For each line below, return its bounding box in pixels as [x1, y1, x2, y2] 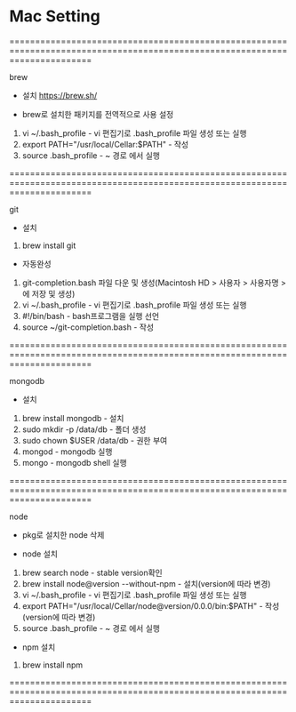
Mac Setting [9, 6, 100, 27]
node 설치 [21, 548, 58, 559]
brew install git [21, 240, 76, 251]
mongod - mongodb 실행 [21, 446, 113, 457]
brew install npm [21, 660, 84, 670]
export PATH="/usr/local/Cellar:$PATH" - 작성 [21, 139, 189, 149]
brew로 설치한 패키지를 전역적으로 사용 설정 [21, 108, 174, 119]
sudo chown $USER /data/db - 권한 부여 [21, 435, 168, 445]
